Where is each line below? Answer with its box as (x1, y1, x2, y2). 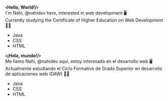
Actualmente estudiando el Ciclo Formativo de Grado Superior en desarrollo (5, 65, 162, 71)
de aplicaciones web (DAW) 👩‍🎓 (5, 71, 70, 77)
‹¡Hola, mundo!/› (5, 53, 41, 58)
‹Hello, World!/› (5, 5, 39, 10)
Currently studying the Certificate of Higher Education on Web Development (5, 17, 163, 23)
